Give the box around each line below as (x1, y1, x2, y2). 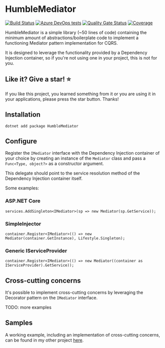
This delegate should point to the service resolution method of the (5, 170, 140, 176)
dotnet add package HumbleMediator (5, 123, 79, 128)
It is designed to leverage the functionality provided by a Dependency (5, 50, 148, 56)
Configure (5, 137, 37, 145)
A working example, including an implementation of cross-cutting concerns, (5, 332, 160, 338)
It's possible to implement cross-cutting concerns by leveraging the (5, 290, 144, 295)
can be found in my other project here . (5, 337, 84, 343)
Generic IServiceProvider (5, 247, 67, 254)
